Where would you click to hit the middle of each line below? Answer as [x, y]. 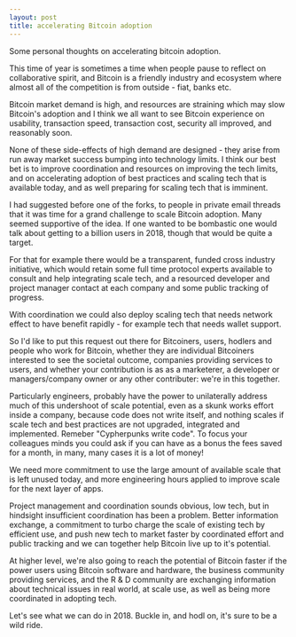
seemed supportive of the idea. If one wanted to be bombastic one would [143, 224]
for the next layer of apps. [56, 488]
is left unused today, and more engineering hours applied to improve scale [145, 479]
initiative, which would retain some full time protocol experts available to [141, 269]
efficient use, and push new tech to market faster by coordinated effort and [147, 534]
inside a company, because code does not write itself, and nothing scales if [147, 414]
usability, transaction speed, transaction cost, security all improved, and [140, 123]
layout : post [33, 17]
